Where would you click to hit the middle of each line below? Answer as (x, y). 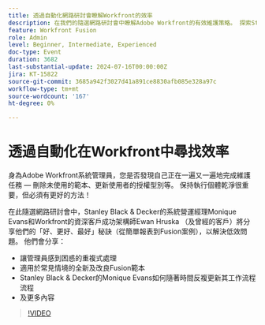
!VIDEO (39, 313)
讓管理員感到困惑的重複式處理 (68, 258)
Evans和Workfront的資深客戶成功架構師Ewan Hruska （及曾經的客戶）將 (126, 222)
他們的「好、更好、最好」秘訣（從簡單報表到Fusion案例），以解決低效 (127, 232)
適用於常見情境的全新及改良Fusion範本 (82, 268)
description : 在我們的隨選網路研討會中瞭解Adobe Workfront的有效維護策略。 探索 (130, 23)
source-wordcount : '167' (49, 96)
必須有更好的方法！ (60, 195)
